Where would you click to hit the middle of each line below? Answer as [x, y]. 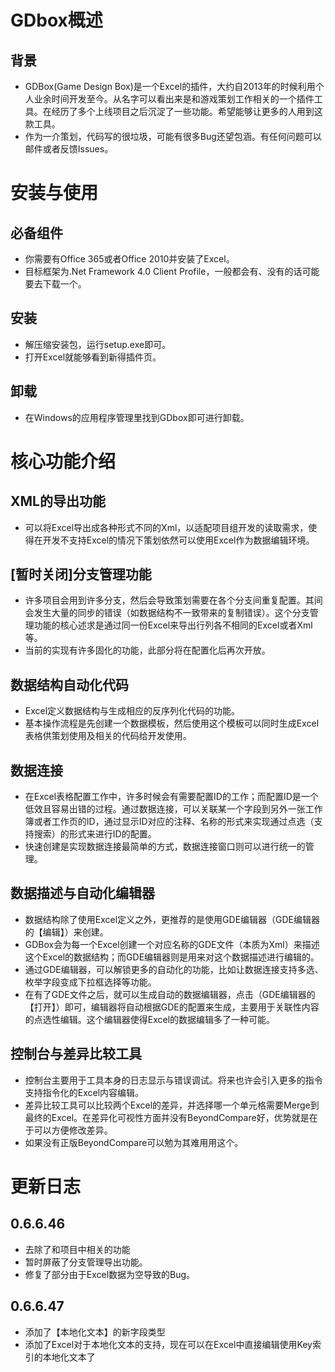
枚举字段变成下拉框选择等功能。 [90, 982]
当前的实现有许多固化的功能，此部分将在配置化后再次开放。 [147, 650]
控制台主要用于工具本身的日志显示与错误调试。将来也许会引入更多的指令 [173, 1080]
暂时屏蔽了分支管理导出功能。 [86, 1262]
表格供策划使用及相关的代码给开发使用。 [108, 736]
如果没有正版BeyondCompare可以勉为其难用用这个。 [134, 1142]
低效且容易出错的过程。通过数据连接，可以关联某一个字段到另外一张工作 [173, 809]
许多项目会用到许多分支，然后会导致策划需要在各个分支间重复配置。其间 [173, 600]
